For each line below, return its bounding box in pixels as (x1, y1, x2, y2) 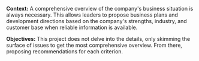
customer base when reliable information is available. (6, 24, 138, 31)
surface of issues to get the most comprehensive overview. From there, (6, 41, 183, 49)
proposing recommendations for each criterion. (6, 48, 123, 55)
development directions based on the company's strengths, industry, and (6, 18, 187, 24)
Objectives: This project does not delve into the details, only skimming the (6, 36, 191, 42)
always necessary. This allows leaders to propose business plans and (6, 11, 179, 18)
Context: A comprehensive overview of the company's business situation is (6, 5, 194, 12)
